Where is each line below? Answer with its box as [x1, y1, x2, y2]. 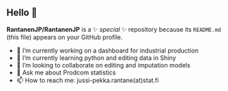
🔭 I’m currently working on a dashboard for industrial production [16, 46, 199, 54]
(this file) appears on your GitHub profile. [6, 32, 123, 41]
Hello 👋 [6, 7, 38, 19]
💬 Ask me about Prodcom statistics [16, 68, 116, 77]
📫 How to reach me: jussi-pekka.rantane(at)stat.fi [16, 76, 159, 84]
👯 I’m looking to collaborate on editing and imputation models [16, 61, 191, 69]
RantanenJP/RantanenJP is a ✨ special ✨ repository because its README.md [6, 25, 221, 33]
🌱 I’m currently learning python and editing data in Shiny [16, 53, 176, 62]
